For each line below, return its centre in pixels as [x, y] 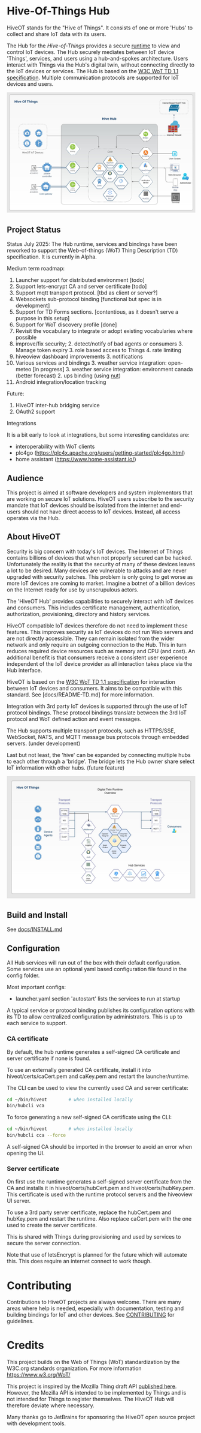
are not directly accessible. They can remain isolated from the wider [91, 638]
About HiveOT [34, 537]
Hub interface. [25, 670]
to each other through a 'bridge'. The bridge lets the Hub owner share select [101, 761]
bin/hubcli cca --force [36, 1135]
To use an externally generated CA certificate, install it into [79, 1070]
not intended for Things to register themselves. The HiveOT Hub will [91, 1399]
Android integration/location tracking [61, 382]
